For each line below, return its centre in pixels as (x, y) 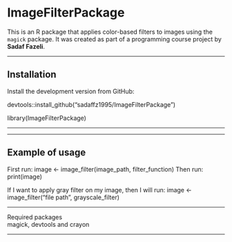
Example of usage (47, 153)
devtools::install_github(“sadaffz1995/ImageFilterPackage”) (91, 104)
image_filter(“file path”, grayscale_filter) (63, 197)
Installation (32, 75)
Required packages (35, 217)
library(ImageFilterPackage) (47, 118)
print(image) (25, 177)
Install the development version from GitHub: (71, 91)
